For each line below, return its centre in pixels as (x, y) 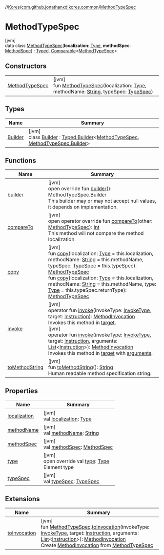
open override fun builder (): (80, 189)
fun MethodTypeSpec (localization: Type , (100, 85)
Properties (21, 391)
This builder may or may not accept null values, (102, 201)
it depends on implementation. (83, 207)
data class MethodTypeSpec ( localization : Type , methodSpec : (68, 46)
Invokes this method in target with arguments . (100, 353)
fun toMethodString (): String (81, 368)
